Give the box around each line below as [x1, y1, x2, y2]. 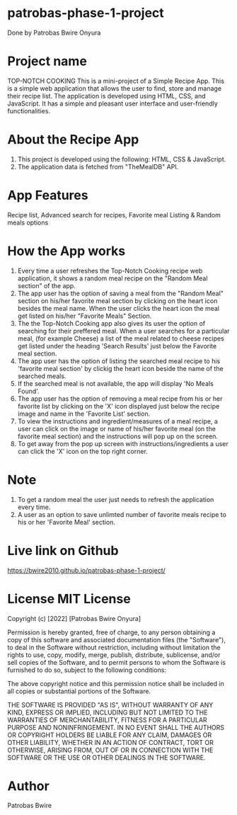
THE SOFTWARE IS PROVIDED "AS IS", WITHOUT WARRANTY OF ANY [7, 700, 214, 709]
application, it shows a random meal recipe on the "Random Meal [17, 274, 208, 283]
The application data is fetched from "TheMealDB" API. [17, 162, 179, 171]
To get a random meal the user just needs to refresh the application [17, 495, 214, 503]
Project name [7, 53, 87, 69]
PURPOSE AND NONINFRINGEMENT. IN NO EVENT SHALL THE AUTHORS [7, 723, 225, 731]
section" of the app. [17, 281, 76, 290]
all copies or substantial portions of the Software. [7, 687, 151, 695]
